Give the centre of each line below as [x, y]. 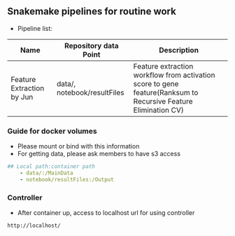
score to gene [156, 83]
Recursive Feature [163, 101]
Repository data [91, 46]
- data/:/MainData [47, 173]
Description [179, 50]
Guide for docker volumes [52, 131]
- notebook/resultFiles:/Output [67, 179]
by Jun [22, 97]
